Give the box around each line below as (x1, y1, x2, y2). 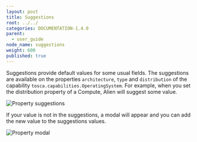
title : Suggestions (6, 14, 55, 20)
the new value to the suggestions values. (6, 117, 106, 125)
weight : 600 (6, 48, 36, 53)
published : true (6, 53, 46, 59)
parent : (6, 31, 26, 37)
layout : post (6, 8, 39, 15)
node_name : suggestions (6, 42, 65, 48)
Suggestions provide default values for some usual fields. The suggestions (6, 69, 189, 76)
